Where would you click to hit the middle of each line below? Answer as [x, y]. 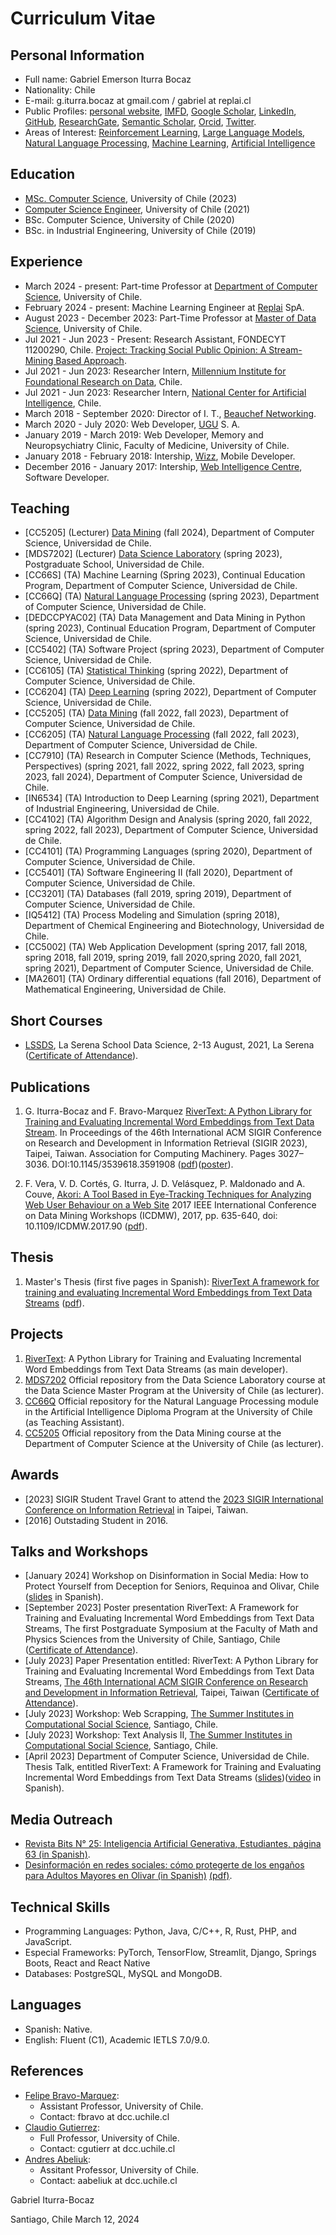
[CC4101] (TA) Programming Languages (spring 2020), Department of [168, 851]
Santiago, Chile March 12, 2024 [75, 2219]
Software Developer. [67, 477]
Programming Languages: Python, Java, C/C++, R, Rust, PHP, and [160, 1931]
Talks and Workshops [79, 1551]
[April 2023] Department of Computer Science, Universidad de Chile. [167, 1756]
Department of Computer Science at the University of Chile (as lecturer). [174, 1443]
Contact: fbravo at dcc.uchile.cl [104, 2116]
